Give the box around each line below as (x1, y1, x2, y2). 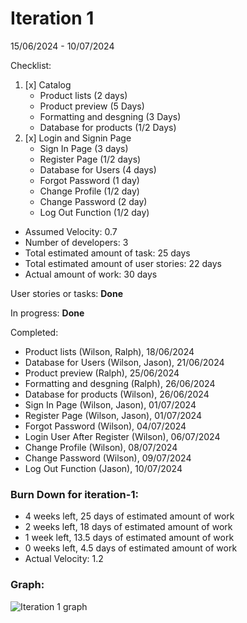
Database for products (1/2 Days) (39, 121, 177, 133)
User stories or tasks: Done (10, 287, 124, 299)
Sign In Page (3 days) (39, 142, 129, 154)
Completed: (10, 326, 59, 338)
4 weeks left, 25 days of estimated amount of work (24, 510, 235, 522)
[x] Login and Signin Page (24, 132, 132, 144)
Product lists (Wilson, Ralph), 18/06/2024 (24, 345, 195, 357)
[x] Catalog (24, 78, 72, 91)
